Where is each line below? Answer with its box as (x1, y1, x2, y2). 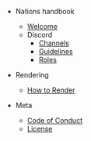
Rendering (15, 70, 49, 79)
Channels (38, 38, 70, 48)
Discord (26, 31, 53, 39)
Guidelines (38, 47, 73, 56)
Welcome (26, 22, 58, 31)
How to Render (26, 85, 75, 95)
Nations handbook (15, 7, 75, 16)
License (26, 125, 53, 133)
